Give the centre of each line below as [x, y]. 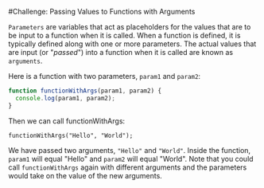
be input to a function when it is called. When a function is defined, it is [124, 35]
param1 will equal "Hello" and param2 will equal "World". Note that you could [131, 159]
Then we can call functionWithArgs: [67, 121]
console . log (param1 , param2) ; [65, 98]
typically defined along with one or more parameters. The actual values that [132, 44]
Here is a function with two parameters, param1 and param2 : [105, 76]
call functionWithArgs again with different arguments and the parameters [128, 167]
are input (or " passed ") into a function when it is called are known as [120, 52]
